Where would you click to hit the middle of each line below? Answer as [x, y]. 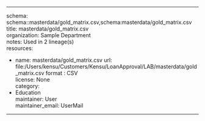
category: [27, 86]
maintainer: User [36, 99]
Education [28, 93]
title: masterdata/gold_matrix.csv [48, 29]
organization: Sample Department [49, 35]
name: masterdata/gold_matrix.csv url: [63, 60]
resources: [20, 48]
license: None [32, 79]
